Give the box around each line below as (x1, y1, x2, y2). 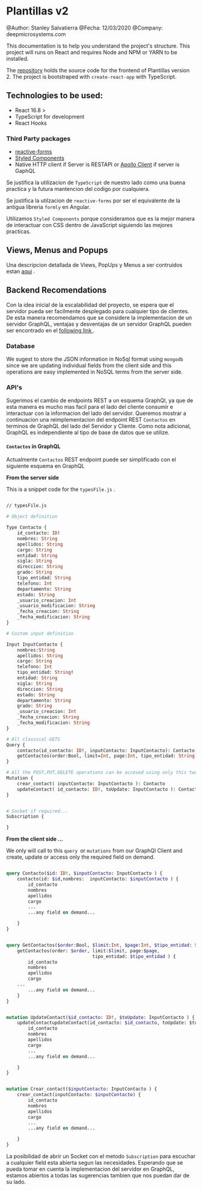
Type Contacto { (6, 525, 47, 531)
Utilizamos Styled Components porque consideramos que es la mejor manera (6, 215, 195, 222)
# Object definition (6, 514, 58, 520)
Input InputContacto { (6, 641, 63, 647)
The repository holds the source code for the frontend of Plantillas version (6, 66, 190, 73)
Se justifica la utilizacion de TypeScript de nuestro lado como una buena (6, 179, 185, 186)
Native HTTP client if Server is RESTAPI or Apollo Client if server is (14, 161, 180, 168)
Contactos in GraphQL (6, 443, 61, 450)
